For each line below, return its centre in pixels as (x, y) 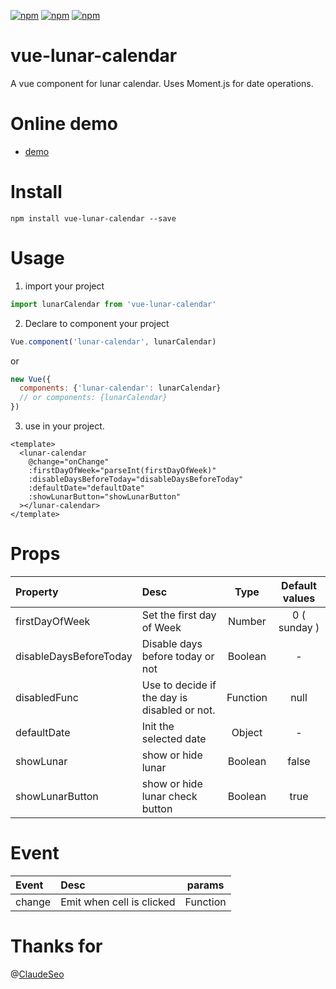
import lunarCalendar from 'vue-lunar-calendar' (113, 304)
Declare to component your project (97, 323)
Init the (158, 726)
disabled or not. (178, 710)
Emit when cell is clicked (118, 902)
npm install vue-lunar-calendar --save (93, 218)
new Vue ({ (31, 379)
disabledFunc (47, 697)
